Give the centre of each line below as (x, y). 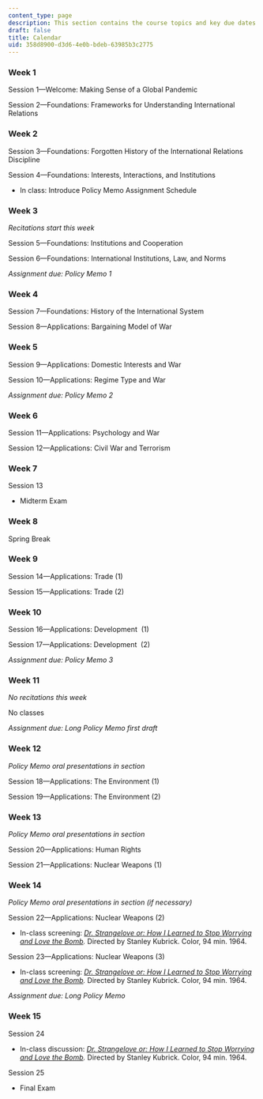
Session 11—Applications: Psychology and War (84, 432)
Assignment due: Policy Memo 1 (60, 274)
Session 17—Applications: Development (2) (79, 645)
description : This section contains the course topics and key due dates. (134, 23)
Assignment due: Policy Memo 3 (61, 660)
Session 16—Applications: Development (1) (79, 630)
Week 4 (23, 294)
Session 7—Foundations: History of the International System (106, 311)
